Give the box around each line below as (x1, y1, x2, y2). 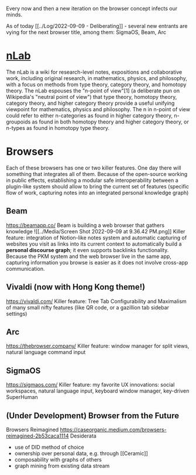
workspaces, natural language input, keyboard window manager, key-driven (6, 387, 190, 394)
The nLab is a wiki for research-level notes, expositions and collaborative (6, 68, 183, 75)
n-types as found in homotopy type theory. (6, 124, 110, 131)
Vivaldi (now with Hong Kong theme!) (6, 282, 146, 292)
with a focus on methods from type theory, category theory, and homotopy (6, 81, 187, 88)
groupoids (6, 118, 31, 125)
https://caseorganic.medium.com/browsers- (60, 426, 167, 433)
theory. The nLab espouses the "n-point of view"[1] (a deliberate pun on (6, 87, 180, 94)
